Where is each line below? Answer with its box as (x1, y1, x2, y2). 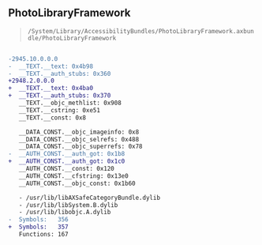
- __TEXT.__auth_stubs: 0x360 (8, 70, 111, 77)
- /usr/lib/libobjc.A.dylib (18, 209, 111, 217)
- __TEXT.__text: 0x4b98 (8, 62, 93, 70)
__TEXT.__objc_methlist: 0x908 (18, 99, 122, 107)
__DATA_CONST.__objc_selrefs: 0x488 (18, 135, 140, 143)
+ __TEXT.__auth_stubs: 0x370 (8, 92, 111, 100)
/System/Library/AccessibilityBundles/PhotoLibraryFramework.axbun (27, 27, 254, 35)
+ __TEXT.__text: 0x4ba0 (8, 85, 93, 92)
